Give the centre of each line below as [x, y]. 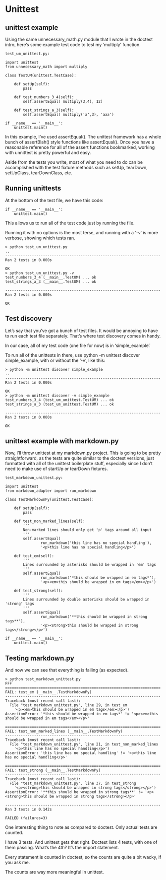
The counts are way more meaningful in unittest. [55, 872]
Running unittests [33, 188]
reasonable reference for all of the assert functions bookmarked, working [80, 147]
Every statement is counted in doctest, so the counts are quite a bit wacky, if [83, 857]
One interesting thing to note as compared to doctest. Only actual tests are [81, 827]
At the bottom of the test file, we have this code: [54, 200]
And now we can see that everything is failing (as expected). [67, 670]
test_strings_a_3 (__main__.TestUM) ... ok [51, 281]
